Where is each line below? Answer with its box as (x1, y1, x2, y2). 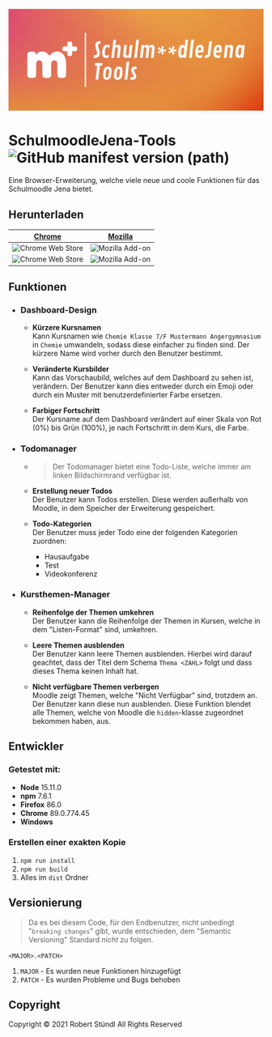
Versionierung (8, 896, 83, 910)
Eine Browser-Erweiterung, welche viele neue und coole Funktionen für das (8, 176, 260, 185)
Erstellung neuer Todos (32, 486, 113, 495)
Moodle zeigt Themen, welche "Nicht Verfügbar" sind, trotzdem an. (32, 690, 257, 700)
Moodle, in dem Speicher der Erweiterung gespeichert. (32, 503, 216, 512)
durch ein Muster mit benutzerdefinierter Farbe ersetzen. (32, 390, 223, 400)
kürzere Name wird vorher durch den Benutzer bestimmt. (32, 349, 223, 359)
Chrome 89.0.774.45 (19, 808, 91, 818)
